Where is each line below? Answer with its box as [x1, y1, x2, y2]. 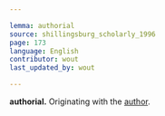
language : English [9, 46, 79, 55]
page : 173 [9, 38, 47, 47]
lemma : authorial [9, 21, 75, 30]
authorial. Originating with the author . [9, 96, 151, 107]
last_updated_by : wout [9, 63, 95, 72]
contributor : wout [9, 55, 79, 64]
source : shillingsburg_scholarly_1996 [9, 29, 156, 39]
